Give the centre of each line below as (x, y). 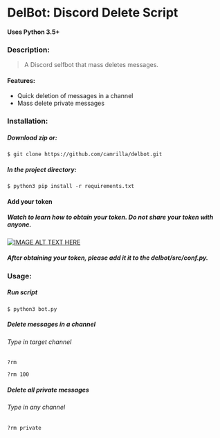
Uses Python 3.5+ (34, 32)
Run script (22, 292)
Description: (28, 50)
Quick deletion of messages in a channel (75, 96)
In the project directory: (42, 169)
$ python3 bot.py (32, 309)
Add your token (30, 201)
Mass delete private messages (61, 103)
